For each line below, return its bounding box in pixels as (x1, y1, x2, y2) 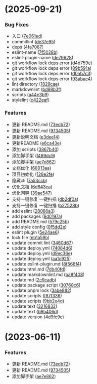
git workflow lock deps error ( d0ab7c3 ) (11, 71, 92, 77)
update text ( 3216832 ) (11, 303, 57, 309)
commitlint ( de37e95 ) (11, 39, 56, 45)
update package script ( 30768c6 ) (11, 282, 81, 288)
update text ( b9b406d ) (11, 308, 59, 314)
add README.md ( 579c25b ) (11, 218, 70, 225)
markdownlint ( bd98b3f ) (11, 86, 62, 93)
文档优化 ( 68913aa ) (11, 165, 51, 171)
